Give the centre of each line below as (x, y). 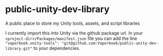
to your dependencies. (57, 48)
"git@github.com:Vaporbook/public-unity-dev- (110, 43)
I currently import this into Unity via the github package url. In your (74, 33)
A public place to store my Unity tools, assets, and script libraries (72, 23)
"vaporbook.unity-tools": (32, 43)
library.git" (19, 48)
